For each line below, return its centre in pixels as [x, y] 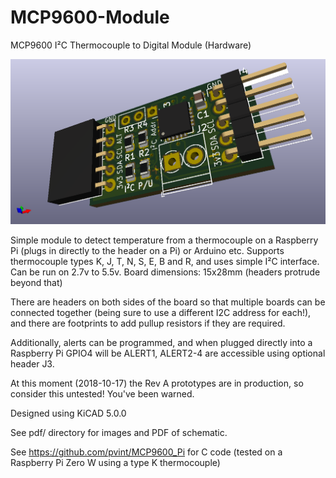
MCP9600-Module [90, 17]
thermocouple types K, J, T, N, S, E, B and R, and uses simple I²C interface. [165, 262]
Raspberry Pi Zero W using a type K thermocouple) [115, 463]
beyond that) [36, 283]
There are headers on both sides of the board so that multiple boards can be [168, 302]
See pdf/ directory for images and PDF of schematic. [119, 433]
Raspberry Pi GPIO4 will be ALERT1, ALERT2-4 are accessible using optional [168, 353]
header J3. [32, 364]
